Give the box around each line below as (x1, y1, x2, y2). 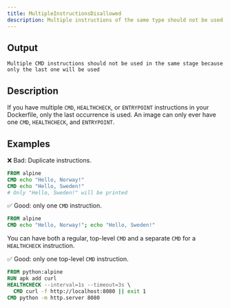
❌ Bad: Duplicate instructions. (7, 156, 92, 164)
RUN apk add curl (7, 275, 57, 283)
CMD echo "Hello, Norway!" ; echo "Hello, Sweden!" (7, 222, 156, 229)
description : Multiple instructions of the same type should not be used (7, 17, 224, 23)
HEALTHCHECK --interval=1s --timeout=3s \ (7, 281, 131, 288)
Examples (7, 138, 50, 150)
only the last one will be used (7, 66, 100, 73)
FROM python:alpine (7, 269, 63, 276)
